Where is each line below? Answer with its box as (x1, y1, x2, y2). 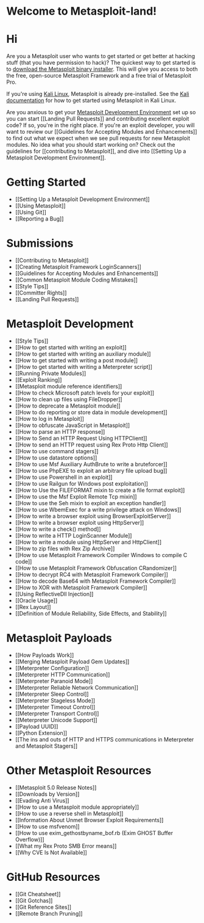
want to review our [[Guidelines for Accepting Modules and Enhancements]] (6, 128, 197, 136)
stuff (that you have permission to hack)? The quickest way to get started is (6, 59, 196, 67)
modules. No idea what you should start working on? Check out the (6, 141, 175, 148)
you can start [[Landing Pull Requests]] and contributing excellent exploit (6, 115, 189, 123)
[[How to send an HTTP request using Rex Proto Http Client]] (15, 441, 169, 448)
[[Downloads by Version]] (15, 790, 80, 798)
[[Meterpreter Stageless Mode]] (15, 696, 96, 704)
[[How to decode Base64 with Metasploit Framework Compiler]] (15, 577, 177, 585)
